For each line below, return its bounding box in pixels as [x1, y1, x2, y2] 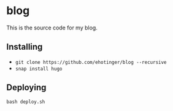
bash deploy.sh [6, 99, 45, 105]
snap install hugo [15, 66, 63, 72]
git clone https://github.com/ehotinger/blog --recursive [15, 59, 167, 65]
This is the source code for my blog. [6, 24, 98, 31]
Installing [6, 42, 43, 52]
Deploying [6, 82, 47, 93]
